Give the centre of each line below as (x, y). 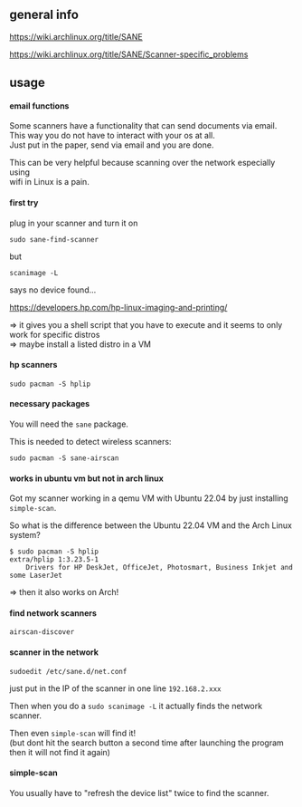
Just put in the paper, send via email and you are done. (112, 145)
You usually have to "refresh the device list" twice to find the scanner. (139, 793)
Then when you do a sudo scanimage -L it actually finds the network (136, 706)
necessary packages (50, 404)
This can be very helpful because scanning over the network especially (142, 163)
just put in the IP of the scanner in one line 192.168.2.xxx (115, 688)
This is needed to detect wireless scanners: (90, 442)
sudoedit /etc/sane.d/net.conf (68, 671)
